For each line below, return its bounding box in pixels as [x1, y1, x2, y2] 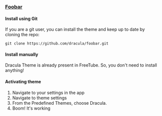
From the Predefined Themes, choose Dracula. [12, 100, 107, 106]
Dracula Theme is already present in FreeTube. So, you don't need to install [5, 62, 157, 68]
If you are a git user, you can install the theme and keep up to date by [5, 26, 145, 32]
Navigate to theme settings [12, 94, 67, 101]
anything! [5, 68, 25, 73]
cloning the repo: [5, 32, 40, 38]
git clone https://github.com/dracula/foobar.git [5, 41, 109, 46]
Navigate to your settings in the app [12, 90, 85, 95]
